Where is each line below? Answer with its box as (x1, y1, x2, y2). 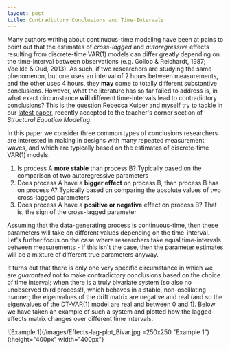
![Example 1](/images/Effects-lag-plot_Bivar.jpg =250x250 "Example (7, 327, 200, 336)
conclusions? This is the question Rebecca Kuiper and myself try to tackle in (7, 101, 223, 109)
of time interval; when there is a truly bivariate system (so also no (7, 278, 192, 286)
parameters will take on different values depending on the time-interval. (7, 228, 210, 237)
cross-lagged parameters (16, 193, 89, 201)
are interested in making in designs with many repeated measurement (7, 136, 205, 144)
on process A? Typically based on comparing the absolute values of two (16, 186, 221, 194)
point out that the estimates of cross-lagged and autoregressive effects (7, 43, 209, 51)
